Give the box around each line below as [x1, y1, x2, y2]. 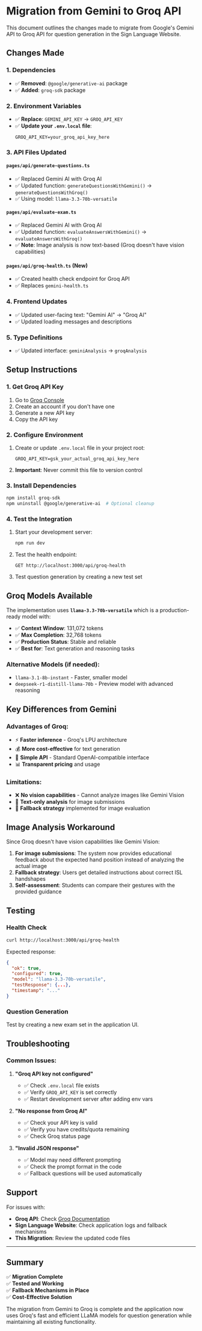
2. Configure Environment [6, 430, 84, 439]
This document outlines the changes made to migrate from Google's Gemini [6, 24, 194, 31]
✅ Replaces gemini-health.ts [14, 282, 89, 289]
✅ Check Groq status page [23, 1132, 91, 1140]
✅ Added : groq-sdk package [14, 86, 86, 94]
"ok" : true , [11, 965, 42, 971]
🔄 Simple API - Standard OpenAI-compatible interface [14, 754, 150, 761]
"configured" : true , [11, 971, 63, 977]
